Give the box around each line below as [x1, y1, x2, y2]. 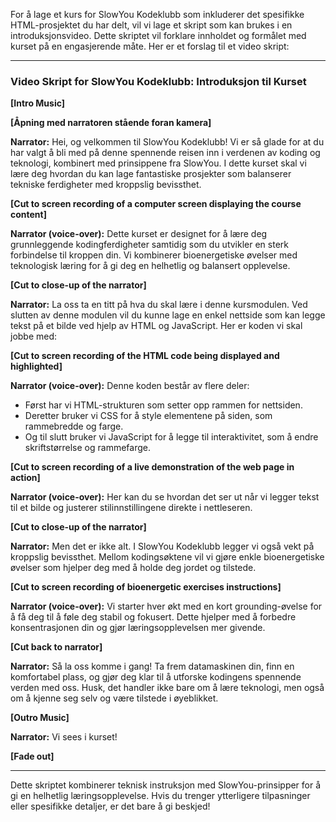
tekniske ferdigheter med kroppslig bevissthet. [10, 179, 202, 191]
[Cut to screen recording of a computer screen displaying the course [10, 198, 302, 210]
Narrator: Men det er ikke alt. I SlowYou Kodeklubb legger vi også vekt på [10, 540, 315, 553]
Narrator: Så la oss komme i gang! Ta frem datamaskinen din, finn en [10, 660, 295, 673]
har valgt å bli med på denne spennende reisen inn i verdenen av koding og [10, 147, 321, 159]
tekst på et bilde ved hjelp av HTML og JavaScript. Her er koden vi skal [10, 320, 303, 332]
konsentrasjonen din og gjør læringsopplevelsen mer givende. [10, 622, 266, 634]
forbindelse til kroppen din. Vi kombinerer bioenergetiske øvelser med [10, 249, 298, 261]
